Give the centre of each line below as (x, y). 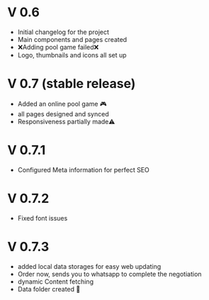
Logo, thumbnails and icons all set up (72, 55)
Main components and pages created (72, 39)
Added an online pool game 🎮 (62, 104)
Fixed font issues (43, 218)
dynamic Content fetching (56, 282)
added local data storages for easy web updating (89, 266)
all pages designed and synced (63, 113)
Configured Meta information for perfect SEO (84, 170)
